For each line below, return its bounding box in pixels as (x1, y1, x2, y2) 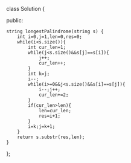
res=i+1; (38, 113, 61, 119)
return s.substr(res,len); (17, 134, 85, 140)
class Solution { (6, 5, 45, 12)
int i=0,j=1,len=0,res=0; (17, 34, 83, 40)
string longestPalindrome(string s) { (6, 28, 104, 34)
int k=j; (28, 71, 50, 77)
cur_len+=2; (38, 92, 69, 98)
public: (6, 17, 24, 24)
